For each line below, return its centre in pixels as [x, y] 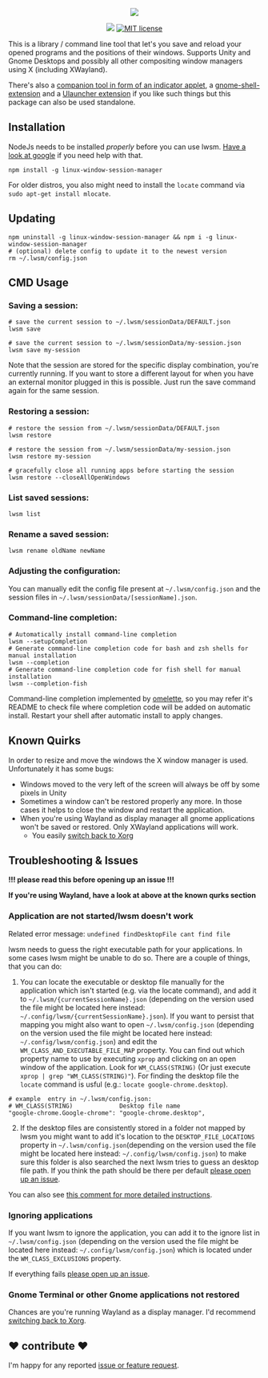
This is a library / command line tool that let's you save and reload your [125, 44]
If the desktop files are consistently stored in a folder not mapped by [132, 1128]
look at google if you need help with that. [76, 155]
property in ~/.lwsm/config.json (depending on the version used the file [138, 1144]
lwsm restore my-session [50, 456]
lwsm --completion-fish [48, 683]
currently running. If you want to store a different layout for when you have [131, 374]
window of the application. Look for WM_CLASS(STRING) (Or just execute [135, 1067]
